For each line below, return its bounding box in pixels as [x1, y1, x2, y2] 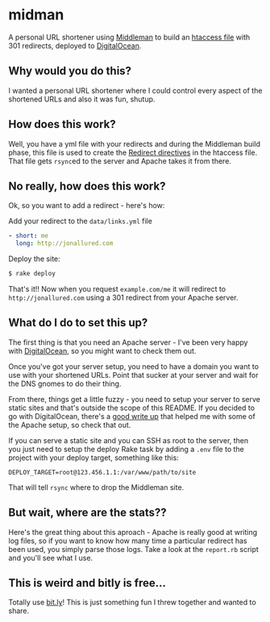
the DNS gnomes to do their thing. [8, 379, 122, 388]
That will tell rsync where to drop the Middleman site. [8, 482, 185, 492]
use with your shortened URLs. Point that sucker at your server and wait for [8, 370, 259, 379]
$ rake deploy [8, 270, 56, 278]
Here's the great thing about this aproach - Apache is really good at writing [8, 527, 258, 537]
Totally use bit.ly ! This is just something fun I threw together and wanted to [8, 598, 256, 607]
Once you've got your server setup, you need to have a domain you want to [8, 361, 260, 371]
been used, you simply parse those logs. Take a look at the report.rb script [8, 544, 260, 554]
